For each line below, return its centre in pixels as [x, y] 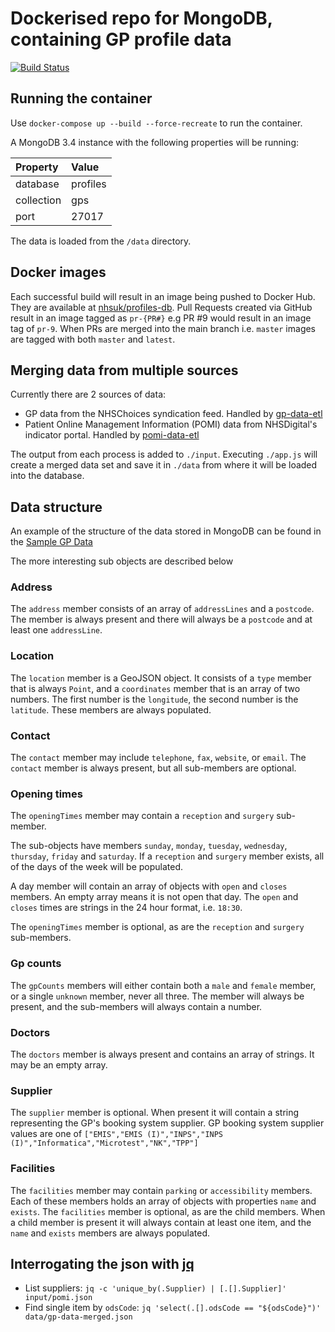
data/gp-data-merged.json [78, 1317]
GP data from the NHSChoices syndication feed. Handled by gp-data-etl [173, 414]
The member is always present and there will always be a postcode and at [161, 619]
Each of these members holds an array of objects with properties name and [163, 1201]
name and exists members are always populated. [110, 1233]
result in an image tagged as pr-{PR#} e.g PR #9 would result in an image [161, 318]
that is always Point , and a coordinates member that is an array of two [155, 688]
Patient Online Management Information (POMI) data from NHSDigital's [171, 424]
